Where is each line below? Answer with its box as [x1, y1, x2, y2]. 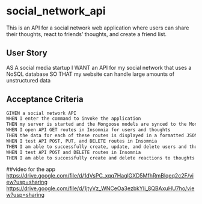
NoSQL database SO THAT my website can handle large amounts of [6, 70, 175, 78]
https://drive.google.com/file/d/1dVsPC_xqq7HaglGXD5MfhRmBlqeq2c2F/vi [6, 172, 194, 179]
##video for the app [6, 165, 56, 173]
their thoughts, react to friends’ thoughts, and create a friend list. [6, 30, 167, 37]
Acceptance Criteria [6, 94, 84, 105]
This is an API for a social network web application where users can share [6, 24, 189, 31]
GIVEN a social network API [6, 110, 77, 116]
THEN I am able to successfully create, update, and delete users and [6, 143, 187, 150]
